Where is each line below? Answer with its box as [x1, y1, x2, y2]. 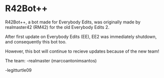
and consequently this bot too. [5, 39, 67, 44]
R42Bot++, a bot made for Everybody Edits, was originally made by [5, 19, 141, 25]
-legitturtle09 [5, 67, 32, 73]
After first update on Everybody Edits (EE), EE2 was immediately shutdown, [5, 34, 157, 39]
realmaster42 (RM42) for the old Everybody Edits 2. [5, 24, 110, 30]
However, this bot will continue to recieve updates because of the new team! [5, 48, 160, 54]
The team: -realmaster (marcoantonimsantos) [5, 58, 97, 63]
